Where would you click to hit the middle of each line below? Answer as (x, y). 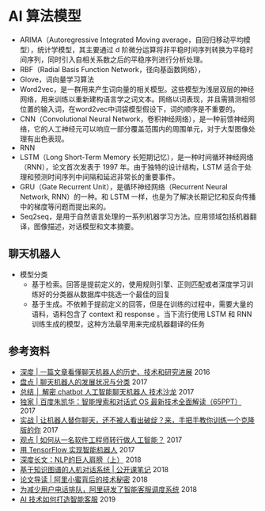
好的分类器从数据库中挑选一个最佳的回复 (104, 294)
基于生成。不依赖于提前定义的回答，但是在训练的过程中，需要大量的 (142, 304)
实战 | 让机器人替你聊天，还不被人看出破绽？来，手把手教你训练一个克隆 (137, 420)
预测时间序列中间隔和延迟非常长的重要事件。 (106, 177)
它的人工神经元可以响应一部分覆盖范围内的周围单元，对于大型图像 (141, 128)
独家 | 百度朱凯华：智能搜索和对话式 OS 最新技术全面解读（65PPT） (131, 402)
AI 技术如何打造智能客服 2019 (68, 499)
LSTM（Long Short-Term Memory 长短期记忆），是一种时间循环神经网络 (136, 157)
